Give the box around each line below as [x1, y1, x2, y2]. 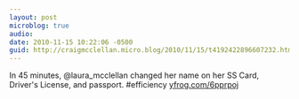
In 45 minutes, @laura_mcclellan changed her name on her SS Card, [9, 70, 260, 80]
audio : [9, 29, 34, 38]
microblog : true [9, 21, 69, 30]
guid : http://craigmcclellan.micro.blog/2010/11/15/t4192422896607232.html [9, 46, 296, 55]
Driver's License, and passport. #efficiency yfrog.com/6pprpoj [9, 80, 238, 90]
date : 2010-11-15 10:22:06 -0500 [9, 37, 133, 47]
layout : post [9, 12, 58, 22]
